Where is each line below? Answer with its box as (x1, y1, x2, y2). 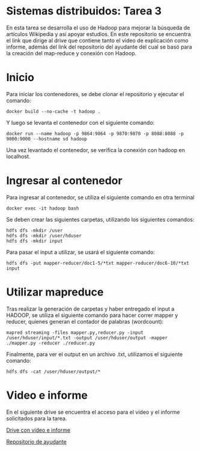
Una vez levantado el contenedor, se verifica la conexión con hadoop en (6, 146, 185, 154)
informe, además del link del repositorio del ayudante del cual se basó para (6, 43, 192, 50)
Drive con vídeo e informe (6, 426, 71, 434)
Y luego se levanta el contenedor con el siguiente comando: (6, 119, 155, 126)
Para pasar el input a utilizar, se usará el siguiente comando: (6, 248, 155, 256)
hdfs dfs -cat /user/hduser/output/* (6, 368, 101, 375)
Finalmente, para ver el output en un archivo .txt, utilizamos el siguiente (6, 350, 183, 358)
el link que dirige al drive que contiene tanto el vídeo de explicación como (6, 37, 189, 44)
